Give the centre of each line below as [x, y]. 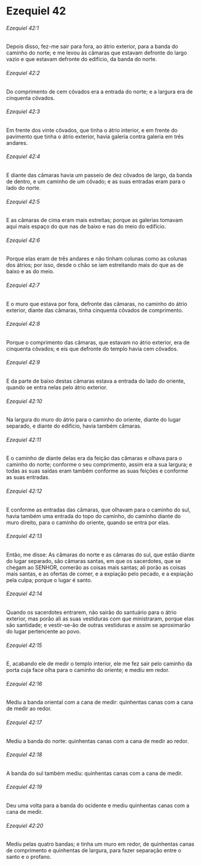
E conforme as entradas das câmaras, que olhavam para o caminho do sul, [98, 510]
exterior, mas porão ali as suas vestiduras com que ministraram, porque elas [100, 619]
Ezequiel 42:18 [24, 755]
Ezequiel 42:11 [24, 440]
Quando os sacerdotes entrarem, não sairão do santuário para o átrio [92, 613]
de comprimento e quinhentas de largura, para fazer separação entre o [94, 850]
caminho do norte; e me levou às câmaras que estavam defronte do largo [97, 53]
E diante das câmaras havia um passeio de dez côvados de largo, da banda [99, 175]
